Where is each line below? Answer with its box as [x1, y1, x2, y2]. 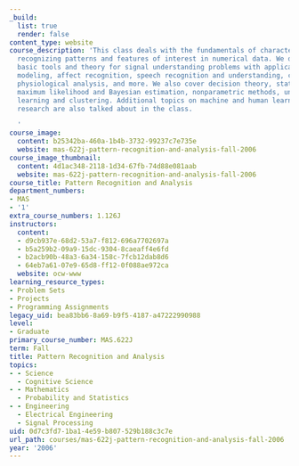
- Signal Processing [17, 418, 93, 428]
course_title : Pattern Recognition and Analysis [9, 178, 193, 187]
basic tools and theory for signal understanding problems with [17, 63, 261, 72]
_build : [9, 12, 38, 22]
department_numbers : [9, 186, 86, 196]
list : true [17, 21, 58, 30]
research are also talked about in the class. [17, 104, 193, 113]
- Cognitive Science [17, 377, 93, 386]
